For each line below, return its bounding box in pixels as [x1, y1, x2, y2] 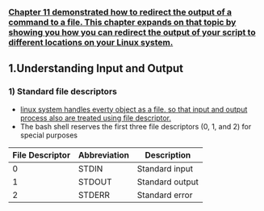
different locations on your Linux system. [8, 36, 174, 48]
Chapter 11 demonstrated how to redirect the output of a [8, 6, 233, 18]
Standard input [136, 162, 194, 174]
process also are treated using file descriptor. [19, 112, 172, 123]
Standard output [136, 176, 199, 188]
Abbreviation [78, 149, 130, 160]
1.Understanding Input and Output [8, 61, 184, 75]
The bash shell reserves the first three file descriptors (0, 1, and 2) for [19, 121, 252, 131]
